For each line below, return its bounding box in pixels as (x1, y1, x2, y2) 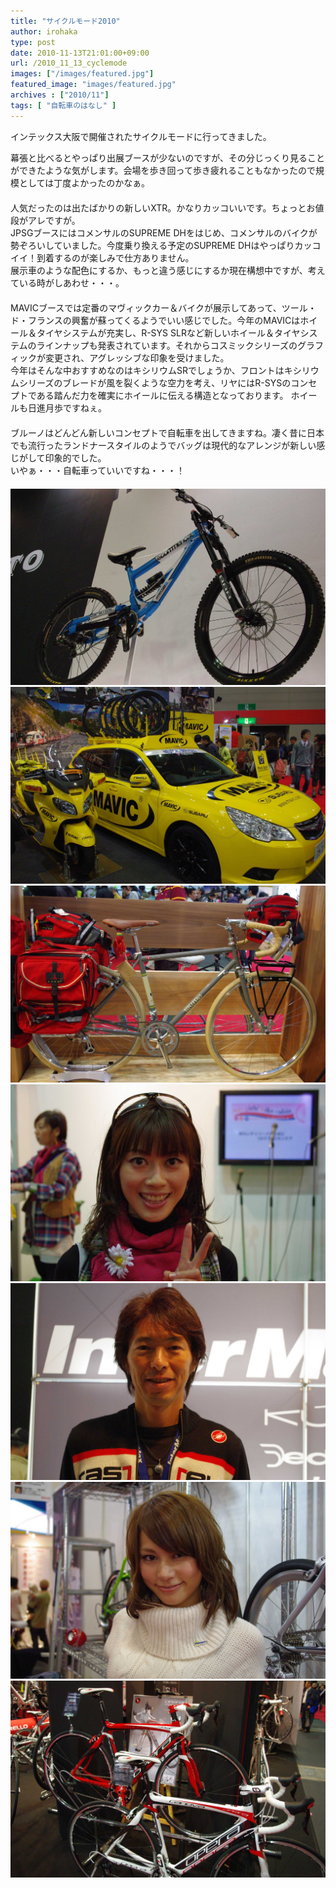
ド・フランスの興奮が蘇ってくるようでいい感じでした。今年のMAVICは (10, 314, 301, 326)
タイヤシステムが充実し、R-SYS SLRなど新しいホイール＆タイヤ (36, 326, 301, 339)
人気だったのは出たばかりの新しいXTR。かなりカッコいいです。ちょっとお (10, 201, 316, 214)
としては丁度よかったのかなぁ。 (18, 176, 151, 189)
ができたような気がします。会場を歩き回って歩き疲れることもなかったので (10, 164, 316, 176)
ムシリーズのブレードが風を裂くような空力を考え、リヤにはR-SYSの (10, 376, 292, 389)
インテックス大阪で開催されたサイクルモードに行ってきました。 (10, 130, 272, 142)
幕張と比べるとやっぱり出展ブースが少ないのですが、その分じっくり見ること (10, 151, 326, 164)
